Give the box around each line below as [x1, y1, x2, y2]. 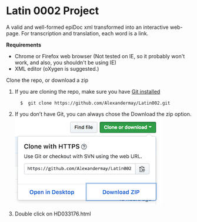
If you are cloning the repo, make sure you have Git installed [14, 88, 161, 95]
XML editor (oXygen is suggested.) [14, 65, 99, 72]
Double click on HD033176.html [14, 210, 91, 217]
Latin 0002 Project [6, 4, 99, 18]
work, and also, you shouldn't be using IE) [14, 59, 116, 66]
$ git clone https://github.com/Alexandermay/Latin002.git [20, 100, 171, 106]
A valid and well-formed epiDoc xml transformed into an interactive [6, 24, 169, 31]
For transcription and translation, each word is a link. [21, 29, 149, 37]
